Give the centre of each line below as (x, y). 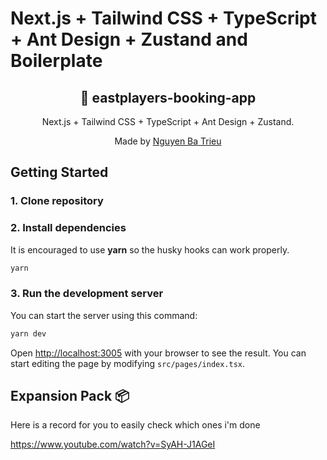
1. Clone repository (57, 201)
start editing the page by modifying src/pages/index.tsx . (128, 363)
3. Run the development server (87, 294)
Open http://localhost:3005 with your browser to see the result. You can (158, 353)
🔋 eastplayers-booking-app (168, 97)
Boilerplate (56, 61)
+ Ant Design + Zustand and (129, 39)
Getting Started (59, 172)
